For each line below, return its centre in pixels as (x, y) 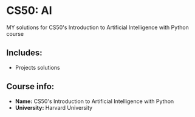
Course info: (30, 86)
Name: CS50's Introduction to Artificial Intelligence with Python (94, 101)
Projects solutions (37, 67)
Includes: (24, 53)
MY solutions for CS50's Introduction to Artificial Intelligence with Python (98, 27)
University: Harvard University (54, 107)
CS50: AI (29, 11)
